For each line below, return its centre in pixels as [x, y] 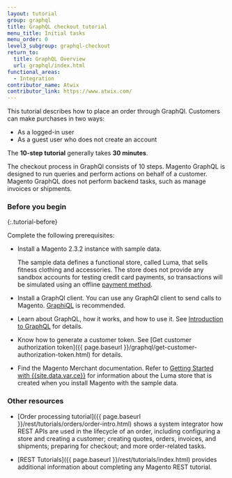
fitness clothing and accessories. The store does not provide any [110, 270]
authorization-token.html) [54, 355]
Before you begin [37, 207]
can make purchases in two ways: [56, 118]
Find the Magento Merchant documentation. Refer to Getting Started [115, 368]
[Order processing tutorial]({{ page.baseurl [79, 416]
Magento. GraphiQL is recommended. [71, 306]
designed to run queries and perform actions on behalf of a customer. [107, 174]
